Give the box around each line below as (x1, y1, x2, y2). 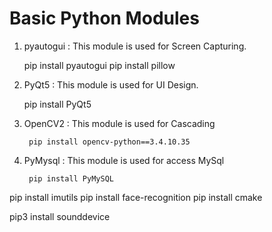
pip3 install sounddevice (9, 210, 111, 222)
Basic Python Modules (9, 7, 200, 30)
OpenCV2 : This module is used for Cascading (23, 117, 216, 129)
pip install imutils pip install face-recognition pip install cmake (9, 191, 263, 203)
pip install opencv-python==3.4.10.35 (28, 137, 191, 147)
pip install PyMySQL (28, 173, 114, 184)
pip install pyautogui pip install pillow (23, 59, 176, 71)
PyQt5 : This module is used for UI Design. (23, 78, 199, 91)
